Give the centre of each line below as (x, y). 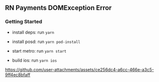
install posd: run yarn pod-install (46, 41)
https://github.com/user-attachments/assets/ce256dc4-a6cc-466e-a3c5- (79, 69)
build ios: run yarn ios (35, 60)
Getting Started (24, 22)
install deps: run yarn (33, 32)
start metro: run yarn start (39, 51)
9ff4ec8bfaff (18, 75)
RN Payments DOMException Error (58, 8)
